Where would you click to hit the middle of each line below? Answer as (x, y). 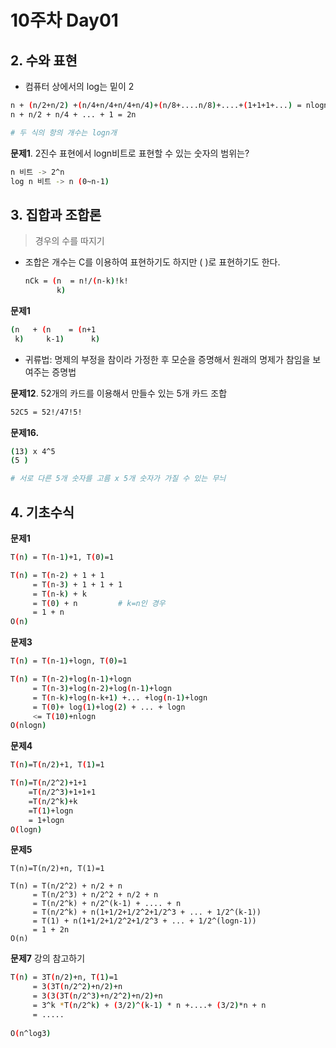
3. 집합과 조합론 (56, 214)
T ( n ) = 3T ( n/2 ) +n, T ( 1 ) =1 (64, 977)
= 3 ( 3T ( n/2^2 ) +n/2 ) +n (77, 987)
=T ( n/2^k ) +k (53, 801)
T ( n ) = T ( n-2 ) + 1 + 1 (57, 575)
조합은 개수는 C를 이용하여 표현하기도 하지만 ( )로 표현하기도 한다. (152, 262)
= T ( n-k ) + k (59, 594)
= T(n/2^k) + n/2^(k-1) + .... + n (107, 904)
